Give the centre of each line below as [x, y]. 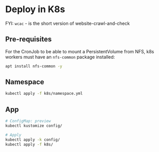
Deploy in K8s [35, 9]
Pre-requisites [28, 39]
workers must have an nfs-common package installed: [60, 57]
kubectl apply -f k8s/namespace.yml [44, 94]
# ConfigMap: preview [28, 121]
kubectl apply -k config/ [33, 140]
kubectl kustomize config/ [34, 126]
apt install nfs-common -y [34, 66]
